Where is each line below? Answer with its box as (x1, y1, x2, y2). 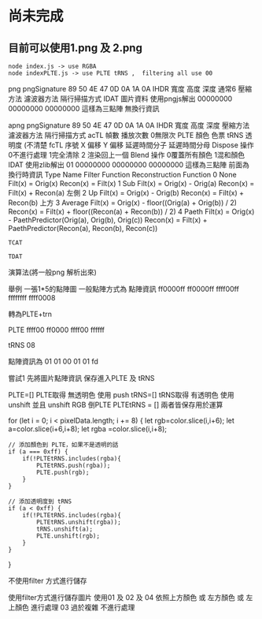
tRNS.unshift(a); (36, 525, 93, 533)
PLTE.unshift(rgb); (36, 532, 101, 540)
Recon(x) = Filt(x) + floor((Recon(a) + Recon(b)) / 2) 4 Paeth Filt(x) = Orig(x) (8, 207, 255, 216)
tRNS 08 (8, 341, 35, 349)
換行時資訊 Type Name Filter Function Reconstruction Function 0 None (8, 170, 238, 179)
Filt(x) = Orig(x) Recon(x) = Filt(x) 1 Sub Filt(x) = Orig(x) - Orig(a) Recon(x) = (8, 179, 255, 188)
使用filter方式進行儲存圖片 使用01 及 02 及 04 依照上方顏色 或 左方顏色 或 (8, 593, 245, 602)
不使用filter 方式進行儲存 (8, 576, 87, 585)
